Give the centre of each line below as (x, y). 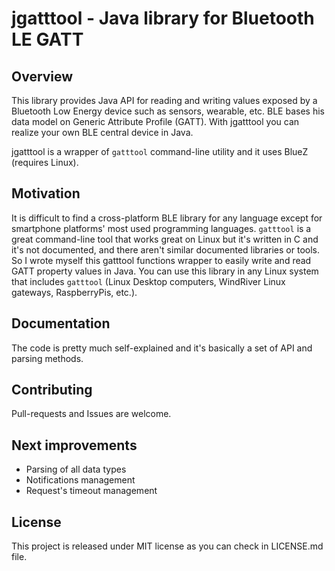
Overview (42, 76)
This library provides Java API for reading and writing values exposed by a (164, 100)
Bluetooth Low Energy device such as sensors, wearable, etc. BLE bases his (168, 111)
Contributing (52, 390)
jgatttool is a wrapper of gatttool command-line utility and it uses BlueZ (160, 151)
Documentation (61, 323)
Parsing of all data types (76, 469)
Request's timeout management (91, 491)
